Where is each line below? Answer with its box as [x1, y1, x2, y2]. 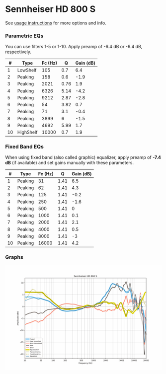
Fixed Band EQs [5, 143, 44, 150]
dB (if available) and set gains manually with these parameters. [5, 160, 134, 166]
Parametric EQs [5, 32, 44, 39]
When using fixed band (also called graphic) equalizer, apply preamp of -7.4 [5, 154, 162, 160]
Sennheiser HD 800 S [5, 3, 96, 15]
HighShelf [17, 129, 38, 135]
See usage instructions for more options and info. [5, 20, 107, 26]
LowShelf [17, 67, 37, 73]
